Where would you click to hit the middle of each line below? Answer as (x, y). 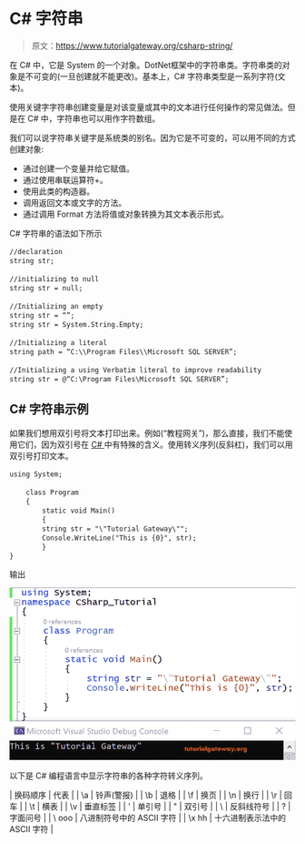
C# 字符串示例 (49, 409)
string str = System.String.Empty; (77, 324)
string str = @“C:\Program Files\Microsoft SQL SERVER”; (119, 379)
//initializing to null (54, 279)
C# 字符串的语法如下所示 (56, 233)
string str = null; (46, 288)
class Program (52, 493)
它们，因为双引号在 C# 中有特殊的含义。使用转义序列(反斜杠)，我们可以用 (155, 444)
